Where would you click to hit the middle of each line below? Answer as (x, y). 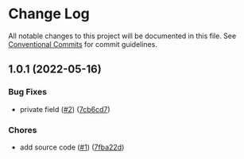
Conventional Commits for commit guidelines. (83, 44)
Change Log (49, 14)
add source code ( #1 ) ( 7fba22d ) (72, 147)
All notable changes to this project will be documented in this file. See (122, 36)
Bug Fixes (28, 92)
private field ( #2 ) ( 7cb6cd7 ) (65, 109)
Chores (23, 130)
